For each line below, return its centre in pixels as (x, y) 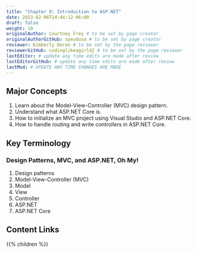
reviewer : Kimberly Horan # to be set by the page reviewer (83, 45)
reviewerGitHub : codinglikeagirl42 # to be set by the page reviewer (95, 51)
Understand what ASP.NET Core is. (58, 112)
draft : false (22, 23)
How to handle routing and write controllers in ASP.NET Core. (90, 124)
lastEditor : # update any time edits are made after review (83, 56)
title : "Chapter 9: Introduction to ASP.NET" (64, 12)
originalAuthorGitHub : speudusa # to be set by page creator (84, 39)
